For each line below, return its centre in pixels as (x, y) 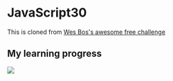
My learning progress (55, 54)
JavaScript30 (47, 13)
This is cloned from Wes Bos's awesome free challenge (86, 32)
